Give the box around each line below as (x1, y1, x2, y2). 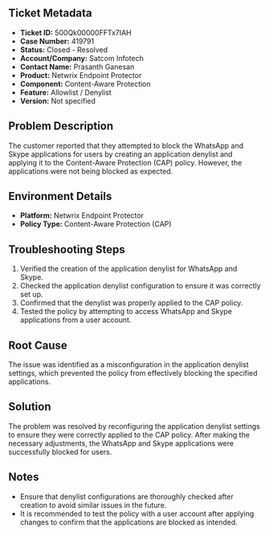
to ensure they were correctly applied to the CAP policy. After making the (8, 430, 251, 439)
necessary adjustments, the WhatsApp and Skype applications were (8, 438, 234, 448)
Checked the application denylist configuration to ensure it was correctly (19, 281, 261, 291)
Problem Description (8, 120, 114, 133)
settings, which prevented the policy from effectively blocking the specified (8, 369, 259, 378)
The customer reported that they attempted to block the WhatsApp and (8, 141, 244, 150)
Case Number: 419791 (19, 36, 95, 46)
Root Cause (8, 338, 68, 352)
